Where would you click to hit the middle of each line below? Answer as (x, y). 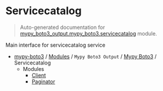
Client (39, 75)
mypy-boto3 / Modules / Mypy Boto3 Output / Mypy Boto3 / (85, 56)
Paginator (43, 82)
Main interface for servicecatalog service (55, 45)
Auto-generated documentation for (62, 27)
